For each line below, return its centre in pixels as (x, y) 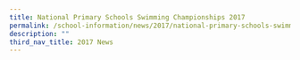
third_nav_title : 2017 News (62, 42)
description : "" (39, 34)
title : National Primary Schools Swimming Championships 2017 (127, 17)
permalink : (29, 26)
